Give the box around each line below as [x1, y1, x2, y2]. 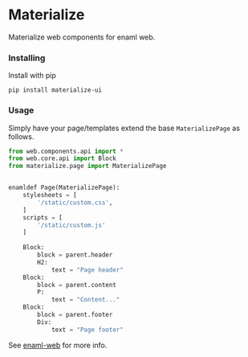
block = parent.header [37, 251, 113, 259]
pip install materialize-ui [8, 86, 103, 94]
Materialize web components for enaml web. [8, 32, 156, 42]
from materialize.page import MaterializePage [8, 162, 167, 170]
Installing [8, 52, 46, 64]
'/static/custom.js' [37, 221, 106, 229]
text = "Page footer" [51, 326, 124, 334]
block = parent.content [37, 281, 116, 289]
